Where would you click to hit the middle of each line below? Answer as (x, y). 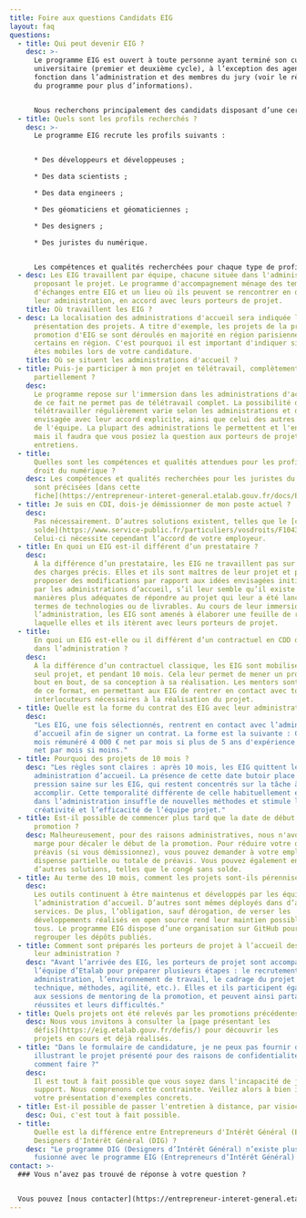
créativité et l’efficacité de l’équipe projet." (129, 810)
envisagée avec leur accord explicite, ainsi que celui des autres (164, 420)
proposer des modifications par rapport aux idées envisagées (154, 580)
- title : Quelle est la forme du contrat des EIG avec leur (134, 708)
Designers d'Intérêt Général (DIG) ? (105, 1140)
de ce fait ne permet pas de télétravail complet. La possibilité (162, 402)
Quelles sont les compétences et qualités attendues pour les (154, 462)
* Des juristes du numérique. (91, 243)
